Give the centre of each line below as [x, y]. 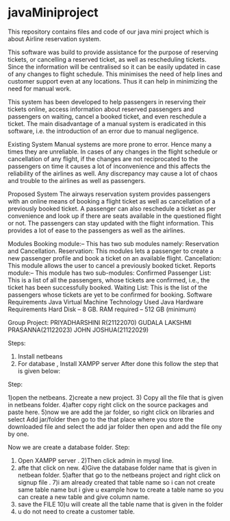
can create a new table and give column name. [84, 497]
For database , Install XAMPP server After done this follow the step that [118, 363]
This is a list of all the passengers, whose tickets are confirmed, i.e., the [109, 280]
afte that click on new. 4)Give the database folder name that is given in [117, 468]
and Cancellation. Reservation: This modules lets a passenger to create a [111, 251]
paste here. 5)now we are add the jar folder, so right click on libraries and [111, 412]
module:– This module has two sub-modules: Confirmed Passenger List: [110, 273]
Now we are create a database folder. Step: [69, 447]
